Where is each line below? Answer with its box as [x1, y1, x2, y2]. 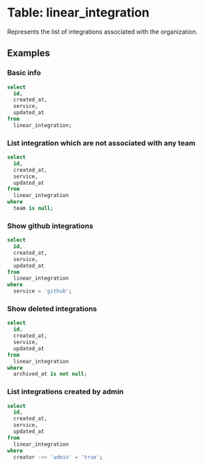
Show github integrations [7, 221, 94, 231]
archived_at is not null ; [13, 371, 88, 378]
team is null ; [13, 205, 54, 212]
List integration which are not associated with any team [7, 138, 196, 148]
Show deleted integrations [7, 304, 98, 314]
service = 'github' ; [13, 288, 72, 295]
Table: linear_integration [7, 5, 150, 21]
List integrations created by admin [7, 387, 124, 396]
